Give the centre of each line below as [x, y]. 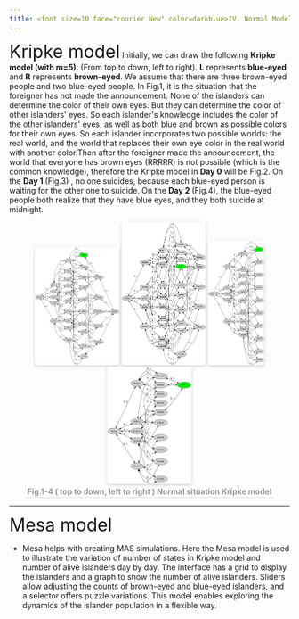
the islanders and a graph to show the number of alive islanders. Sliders [154, 576]
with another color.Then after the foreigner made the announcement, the [142, 153]
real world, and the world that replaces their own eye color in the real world [147, 143]
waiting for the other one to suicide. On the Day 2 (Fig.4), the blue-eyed [141, 190]
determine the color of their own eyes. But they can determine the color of [145, 105]
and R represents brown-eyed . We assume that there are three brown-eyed [148, 77]
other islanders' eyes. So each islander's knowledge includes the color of [144, 114]
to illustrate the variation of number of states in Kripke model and [141, 557]
